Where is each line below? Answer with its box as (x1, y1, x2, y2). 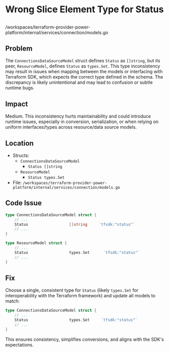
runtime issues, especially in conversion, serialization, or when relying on (5, 119, 159, 125)
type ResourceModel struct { (5, 241, 67, 246)
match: (5, 298, 20, 304)
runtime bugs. (5, 85, 35, 91)
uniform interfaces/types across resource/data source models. (5, 124, 137, 130)
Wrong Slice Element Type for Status (5, 4, 164, 15)
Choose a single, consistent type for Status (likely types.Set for (5, 287, 139, 293)
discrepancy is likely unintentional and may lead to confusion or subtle (5, 79, 153, 85)
